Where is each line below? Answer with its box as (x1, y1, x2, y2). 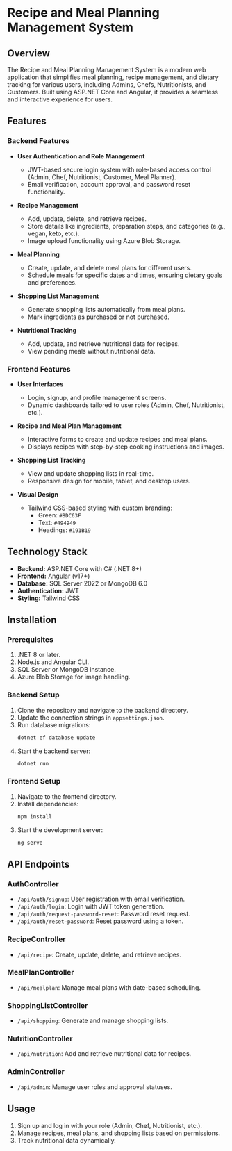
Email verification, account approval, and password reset (27, 180, 191, 188)
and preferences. (27, 278, 77, 286)
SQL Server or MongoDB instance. (17, 665, 117, 674)
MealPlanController (7, 968, 74, 977)
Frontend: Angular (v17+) (17, 572, 90, 580)
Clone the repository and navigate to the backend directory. (17, 706, 189, 714)
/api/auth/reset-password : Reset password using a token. (17, 917, 184, 925)
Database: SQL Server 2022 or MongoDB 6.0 (17, 579, 148, 588)
